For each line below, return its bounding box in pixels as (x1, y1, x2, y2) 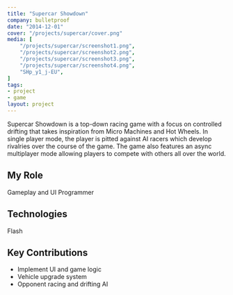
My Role (7, 170, 44, 182)
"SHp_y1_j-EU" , (19, 68, 64, 75)
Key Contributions (7, 246, 88, 258)
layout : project (7, 101, 54, 108)
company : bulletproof (7, 17, 70, 24)
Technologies (7, 208, 68, 220)
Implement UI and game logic (17, 265, 102, 273)
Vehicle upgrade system (17, 273, 87, 281)
